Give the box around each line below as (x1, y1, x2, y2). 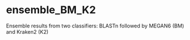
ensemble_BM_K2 (6, 3, 96, 17)
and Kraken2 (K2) (6, 28, 49, 35)
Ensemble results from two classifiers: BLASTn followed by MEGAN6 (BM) (6, 22, 184, 29)
